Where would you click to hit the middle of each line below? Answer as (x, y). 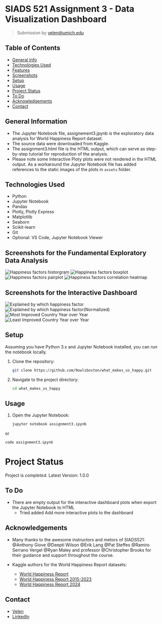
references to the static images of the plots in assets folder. (72, 169)
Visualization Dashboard (56, 19)
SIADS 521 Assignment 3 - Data (70, 9)
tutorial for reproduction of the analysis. (69, 154)
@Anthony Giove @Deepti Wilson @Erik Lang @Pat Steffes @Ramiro (81, 545)
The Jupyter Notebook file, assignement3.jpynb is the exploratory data (83, 133)
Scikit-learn (24, 227)
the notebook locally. (26, 352)
